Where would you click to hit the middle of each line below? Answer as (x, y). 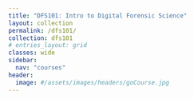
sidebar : (23, 61)
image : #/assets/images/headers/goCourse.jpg (93, 82)
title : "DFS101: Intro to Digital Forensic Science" (98, 16)
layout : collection (41, 23)
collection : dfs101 (41, 38)
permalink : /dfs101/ (43, 30)
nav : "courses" (41, 68)
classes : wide (32, 53)
